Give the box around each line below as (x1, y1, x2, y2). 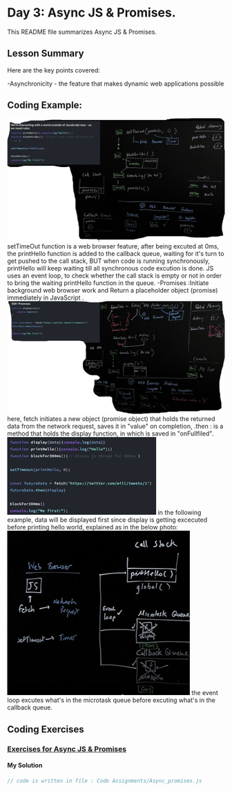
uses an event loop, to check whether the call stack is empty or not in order (7, 271, 222, 280)
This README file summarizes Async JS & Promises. (7, 28, 157, 36)
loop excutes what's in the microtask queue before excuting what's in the (7, 696, 215, 705)
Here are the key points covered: (7, 66, 100, 74)
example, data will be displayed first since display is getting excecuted (7, 516, 208, 524)
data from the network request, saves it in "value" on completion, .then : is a (7, 422, 224, 431)
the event (191, 689, 219, 697)
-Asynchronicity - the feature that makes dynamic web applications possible (7, 79, 224, 88)
